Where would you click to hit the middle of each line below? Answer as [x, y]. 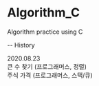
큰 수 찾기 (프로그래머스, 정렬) [47, 66]
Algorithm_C [44, 13]
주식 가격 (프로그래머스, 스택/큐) [50, 75]
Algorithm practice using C [45, 32]
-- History [21, 45]
